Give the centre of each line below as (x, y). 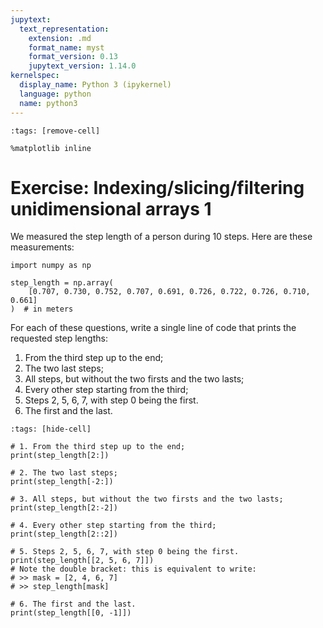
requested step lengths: (59, 338)
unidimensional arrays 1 (111, 208)
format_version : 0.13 (73, 57)
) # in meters (42, 309)
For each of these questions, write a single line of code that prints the (153, 328)
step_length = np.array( (62, 283)
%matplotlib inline (51, 148)
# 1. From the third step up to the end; (98, 447)
